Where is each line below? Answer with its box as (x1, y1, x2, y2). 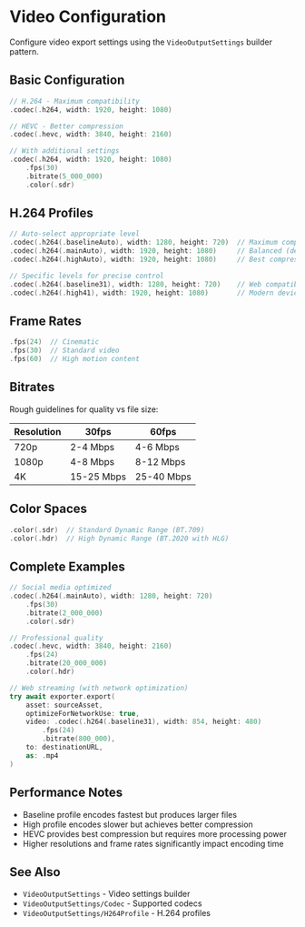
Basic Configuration (9, 73, 125, 88)
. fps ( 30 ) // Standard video (9, 346, 120, 356)
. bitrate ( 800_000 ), (42, 734, 116, 743)
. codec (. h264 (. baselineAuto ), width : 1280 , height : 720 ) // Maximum (9, 238, 279, 247)
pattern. (9, 45, 39, 56)
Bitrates (9, 379, 55, 395)
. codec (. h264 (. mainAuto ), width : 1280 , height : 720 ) (9, 591, 213, 601)
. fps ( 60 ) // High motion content (9, 355, 141, 364)
